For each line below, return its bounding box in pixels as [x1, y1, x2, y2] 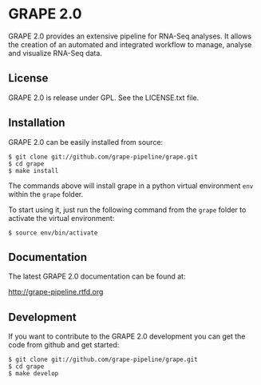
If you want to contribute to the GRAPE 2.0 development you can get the [8, 331, 246, 341]
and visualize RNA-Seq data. [8, 48, 102, 58]
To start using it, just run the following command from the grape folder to [8, 205, 247, 215]
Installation [8, 116, 65, 130]
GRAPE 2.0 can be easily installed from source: [8, 137, 164, 146]
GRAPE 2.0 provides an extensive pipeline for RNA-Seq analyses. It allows [8, 31, 252, 41]
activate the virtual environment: [8, 213, 115, 223]
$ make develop [8, 370, 59, 378]
